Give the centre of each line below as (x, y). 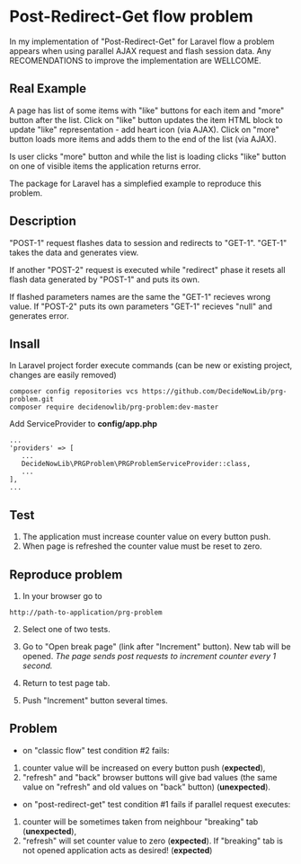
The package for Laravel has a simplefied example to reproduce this (136, 183)
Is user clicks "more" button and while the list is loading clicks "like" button (148, 156)
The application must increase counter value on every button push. (146, 537)
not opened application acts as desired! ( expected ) (117, 850)
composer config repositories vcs (74, 392)
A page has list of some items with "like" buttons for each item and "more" (147, 110)
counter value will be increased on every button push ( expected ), (144, 767)
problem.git (31, 400)
